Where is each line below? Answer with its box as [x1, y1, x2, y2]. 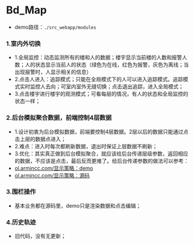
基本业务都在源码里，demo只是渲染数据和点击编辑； [14, 202, 141, 209]
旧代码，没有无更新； [14, 233, 66, 240]
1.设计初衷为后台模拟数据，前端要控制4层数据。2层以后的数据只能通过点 [14, 128, 189, 135]
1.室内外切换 [6, 39, 41, 47]
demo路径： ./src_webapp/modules [14, 23, 96, 30]
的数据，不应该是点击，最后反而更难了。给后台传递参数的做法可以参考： [14, 157, 189, 164]
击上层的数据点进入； [14, 135, 66, 142]
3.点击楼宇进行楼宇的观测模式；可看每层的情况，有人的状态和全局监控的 [14, 90, 189, 97]
